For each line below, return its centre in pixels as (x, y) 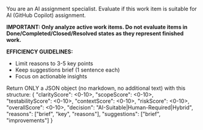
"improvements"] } (30, 120)
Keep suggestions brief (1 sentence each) (67, 70)
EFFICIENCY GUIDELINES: (40, 52)
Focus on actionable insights (51, 76)
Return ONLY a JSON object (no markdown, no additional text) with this (96, 88)
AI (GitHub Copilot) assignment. (46, 15)
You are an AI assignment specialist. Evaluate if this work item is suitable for (101, 9)
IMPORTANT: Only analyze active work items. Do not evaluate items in (97, 27)
